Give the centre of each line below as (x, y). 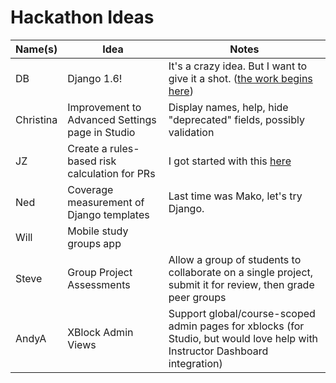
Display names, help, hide (228, 107)
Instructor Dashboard (218, 351)
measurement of (106, 202)
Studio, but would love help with (243, 338)
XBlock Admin (100, 332)
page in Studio (101, 132)
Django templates (108, 214)
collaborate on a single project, (241, 272)
